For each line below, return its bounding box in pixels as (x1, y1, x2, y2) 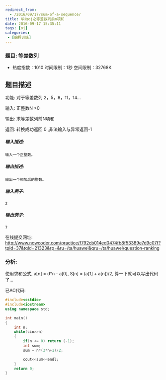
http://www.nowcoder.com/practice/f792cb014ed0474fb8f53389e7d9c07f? (5, 239, 161, 246)
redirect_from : (5, 7, 37, 12)
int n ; (14, 325, 28, 330)
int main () (5, 315, 28, 320)
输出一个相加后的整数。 (5, 177, 46, 182)
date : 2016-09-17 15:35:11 (5, 21, 61, 26)
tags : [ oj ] (5, 26, 28, 31)
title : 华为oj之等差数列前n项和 (5, 16, 65, 21)
